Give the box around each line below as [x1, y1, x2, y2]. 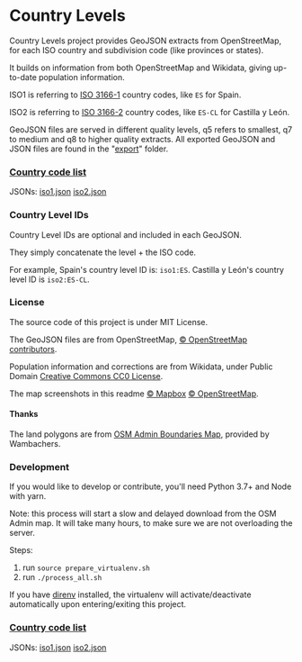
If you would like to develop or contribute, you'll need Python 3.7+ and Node [9, 481, 292, 492]
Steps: [9, 545, 33, 556]
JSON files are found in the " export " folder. [9, 143, 169, 154]
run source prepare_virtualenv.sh [22, 562, 151, 573]
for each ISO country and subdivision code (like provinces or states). [9, 44, 264, 55]
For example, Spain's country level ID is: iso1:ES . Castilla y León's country [9, 264, 285, 275]
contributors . [9, 343, 58, 354]
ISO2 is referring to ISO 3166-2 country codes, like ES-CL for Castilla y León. [9, 106, 290, 117]
